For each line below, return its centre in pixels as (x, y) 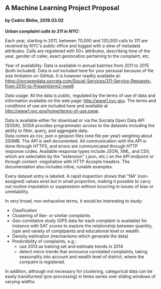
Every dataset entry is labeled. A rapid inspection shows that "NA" (71, 176)
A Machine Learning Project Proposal (62, 8)
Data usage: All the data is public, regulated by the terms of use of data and (80, 95)
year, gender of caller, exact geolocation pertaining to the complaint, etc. (77, 56)
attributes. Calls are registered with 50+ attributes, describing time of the (78, 51)
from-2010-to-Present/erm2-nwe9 (39, 86)
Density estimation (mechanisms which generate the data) (70, 236)
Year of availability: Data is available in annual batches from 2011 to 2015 (77, 65)
